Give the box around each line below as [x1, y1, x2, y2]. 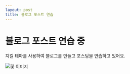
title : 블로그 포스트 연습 [5, 12, 54, 17]
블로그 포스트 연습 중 [5, 35, 85, 47]
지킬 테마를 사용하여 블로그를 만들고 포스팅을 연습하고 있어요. [5, 53, 125, 59]
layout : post [5, 7, 33, 13]
